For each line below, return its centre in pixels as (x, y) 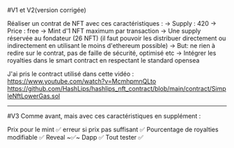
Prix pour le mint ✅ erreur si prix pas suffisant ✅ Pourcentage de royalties (113, 129)
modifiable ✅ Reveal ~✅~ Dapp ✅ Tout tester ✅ (76, 137)
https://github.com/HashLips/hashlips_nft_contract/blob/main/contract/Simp (117, 89)
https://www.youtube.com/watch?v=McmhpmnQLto (82, 81)
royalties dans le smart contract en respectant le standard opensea (103, 60)
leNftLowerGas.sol (34, 96)
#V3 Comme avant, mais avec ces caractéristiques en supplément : (104, 116)
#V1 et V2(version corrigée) (47, 10)
